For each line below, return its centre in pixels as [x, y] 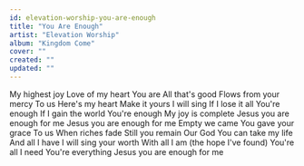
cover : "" [28, 52]
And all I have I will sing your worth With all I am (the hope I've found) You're [152, 142]
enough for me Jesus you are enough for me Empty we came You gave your [152, 122]
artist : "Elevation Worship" [64, 34]
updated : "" [32, 69]
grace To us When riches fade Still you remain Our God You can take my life [151, 132]
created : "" [32, 60]
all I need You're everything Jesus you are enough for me [117, 151]
